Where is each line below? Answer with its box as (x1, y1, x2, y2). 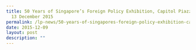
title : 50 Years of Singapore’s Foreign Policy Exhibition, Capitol (6, 8, 176, 14)
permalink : (6, 19, 33, 25)
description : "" (6, 35, 45, 41)
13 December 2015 (11, 14, 54, 20)
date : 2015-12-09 (6, 24, 48, 30)
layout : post (6, 30, 38, 36)
